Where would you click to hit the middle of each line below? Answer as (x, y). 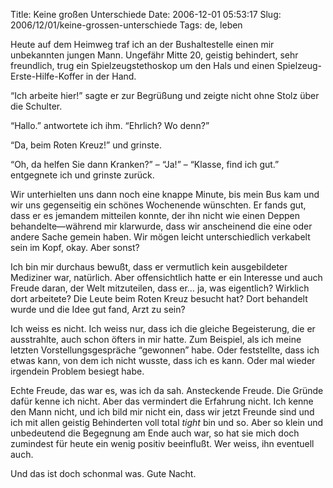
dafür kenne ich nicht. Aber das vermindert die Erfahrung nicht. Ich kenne (162, 401)
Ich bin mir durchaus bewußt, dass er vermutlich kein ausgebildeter (149, 267)
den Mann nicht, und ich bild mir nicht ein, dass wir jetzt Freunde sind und (162, 412)
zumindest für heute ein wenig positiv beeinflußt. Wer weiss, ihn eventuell (162, 443)
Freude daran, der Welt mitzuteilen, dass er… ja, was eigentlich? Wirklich (160, 288)
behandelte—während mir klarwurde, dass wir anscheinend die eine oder (161, 226)
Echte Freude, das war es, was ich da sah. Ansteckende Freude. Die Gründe (167, 390)
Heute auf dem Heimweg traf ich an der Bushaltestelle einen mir (142, 44)
